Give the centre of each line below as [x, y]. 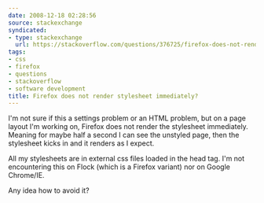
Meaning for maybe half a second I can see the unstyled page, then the [124, 135]
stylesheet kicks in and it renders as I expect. [81, 143]
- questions [27, 74]
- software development [47, 89]
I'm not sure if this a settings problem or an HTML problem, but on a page [127, 118]
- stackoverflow [35, 81]
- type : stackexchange [45, 37]
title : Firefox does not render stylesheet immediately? [103, 96]
